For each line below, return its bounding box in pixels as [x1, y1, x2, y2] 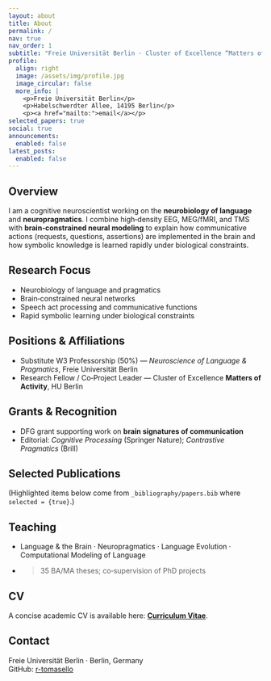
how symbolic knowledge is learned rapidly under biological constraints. [8, 240, 249, 250]
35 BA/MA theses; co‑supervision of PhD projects [40, 566, 206, 576]
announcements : [8, 132, 60, 140]
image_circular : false [15, 79, 92, 87]
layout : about [8, 11, 56, 20]
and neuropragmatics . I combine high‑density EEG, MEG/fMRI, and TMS [8, 215, 250, 225]
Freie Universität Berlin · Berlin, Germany [8, 655, 144, 665]
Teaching [8, 520, 56, 534]
